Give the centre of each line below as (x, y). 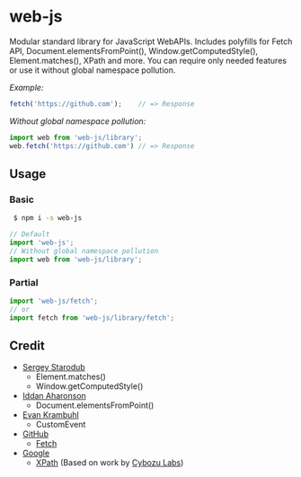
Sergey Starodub (53, 367)
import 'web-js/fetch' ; (54, 301)
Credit (27, 345)
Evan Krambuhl (50, 415)
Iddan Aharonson (54, 396)
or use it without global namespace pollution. (93, 70)
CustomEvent (61, 425)
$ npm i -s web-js (48, 218)
